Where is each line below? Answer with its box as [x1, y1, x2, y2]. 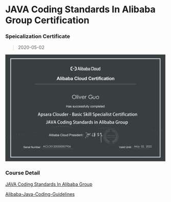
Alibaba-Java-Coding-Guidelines [5, 191, 75, 197]
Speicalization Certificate [5, 33, 70, 40]
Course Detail [5, 169, 40, 176]
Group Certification [5, 14, 90, 26]
